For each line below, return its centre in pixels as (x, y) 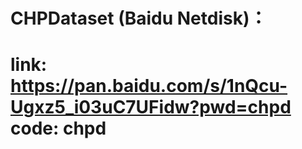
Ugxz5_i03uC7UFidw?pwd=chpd (151, 107)
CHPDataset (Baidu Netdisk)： (139, 18)
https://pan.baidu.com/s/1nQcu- (149, 86)
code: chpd (58, 128)
